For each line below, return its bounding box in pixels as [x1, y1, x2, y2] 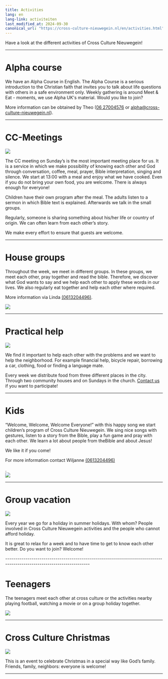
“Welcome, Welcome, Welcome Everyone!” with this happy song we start [5, 422, 156, 428]
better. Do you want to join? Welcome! [5, 546, 83, 552]
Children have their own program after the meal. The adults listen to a [5, 194, 148, 200]
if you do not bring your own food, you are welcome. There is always [5, 179, 147, 185]
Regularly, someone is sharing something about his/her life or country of [5, 215, 154, 221]
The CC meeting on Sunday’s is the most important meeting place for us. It [5, 158, 159, 163]
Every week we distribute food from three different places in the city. [5, 372, 147, 378]
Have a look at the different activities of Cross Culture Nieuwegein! [5, 40, 142, 46]
